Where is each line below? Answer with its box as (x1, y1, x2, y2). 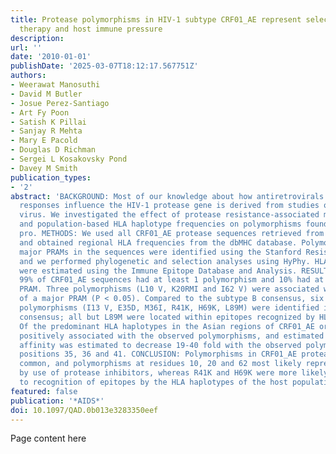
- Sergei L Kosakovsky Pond (10, 154, 128, 164)
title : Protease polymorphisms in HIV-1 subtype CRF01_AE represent (10, 14, 302, 25)
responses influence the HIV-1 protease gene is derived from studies (19, 201, 320, 211)
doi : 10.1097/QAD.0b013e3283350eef (10, 405, 159, 415)
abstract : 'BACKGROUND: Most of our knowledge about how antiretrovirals (10, 191, 325, 201)
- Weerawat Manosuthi (10, 80, 101, 90)
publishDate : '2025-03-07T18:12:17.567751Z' (10, 61, 199, 71)
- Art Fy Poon (10, 107, 70, 118)
